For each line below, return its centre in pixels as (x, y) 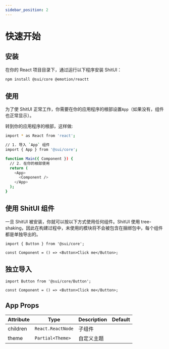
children (17, 329)
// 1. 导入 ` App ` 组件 (27, 145)
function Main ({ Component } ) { (39, 159)
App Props (22, 305)
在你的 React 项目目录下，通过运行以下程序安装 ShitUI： (64, 70)
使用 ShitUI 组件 (30, 209)
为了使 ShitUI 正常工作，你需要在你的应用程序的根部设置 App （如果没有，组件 (84, 109)
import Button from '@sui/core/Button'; (48, 281)
